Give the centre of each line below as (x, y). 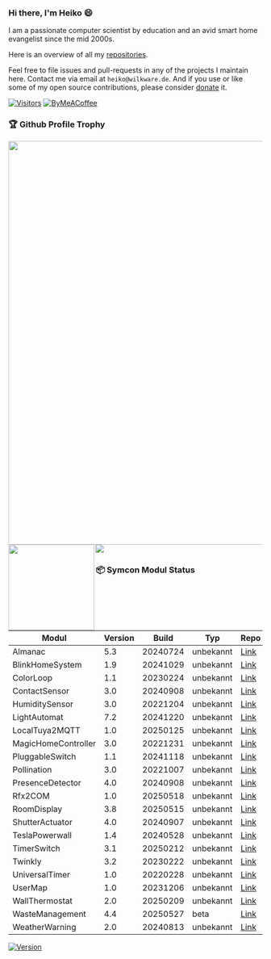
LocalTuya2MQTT (46, 730)
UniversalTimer (42, 874)
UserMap (30, 887)
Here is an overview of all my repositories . (78, 55)
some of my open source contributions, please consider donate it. (118, 87)
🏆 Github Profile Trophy (57, 124)
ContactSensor (41, 691)
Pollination (32, 769)
